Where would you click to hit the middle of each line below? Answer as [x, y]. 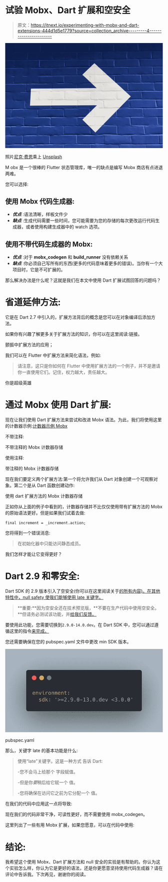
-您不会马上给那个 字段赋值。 [48, 772]
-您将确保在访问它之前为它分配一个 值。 [58, 793]
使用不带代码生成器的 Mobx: [49, 244]
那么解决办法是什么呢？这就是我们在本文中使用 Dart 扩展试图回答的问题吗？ [83, 280]
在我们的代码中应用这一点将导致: [39, 804]
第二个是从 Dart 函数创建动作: [44, 485]
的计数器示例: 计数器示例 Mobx [36, 426]
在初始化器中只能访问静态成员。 [50, 544]
